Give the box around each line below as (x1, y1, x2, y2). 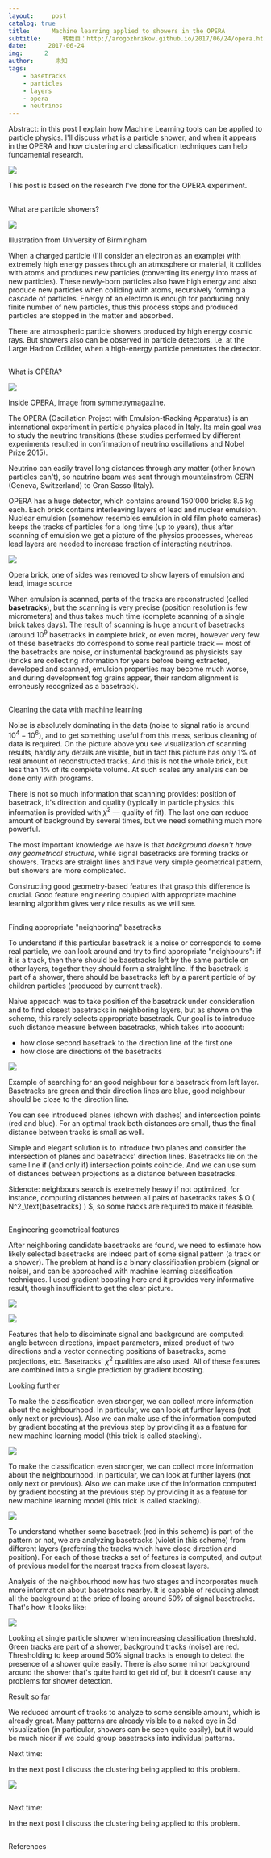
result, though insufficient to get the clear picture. (8, 1284, 173, 1293)
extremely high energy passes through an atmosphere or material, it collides (8, 259, 262, 269)
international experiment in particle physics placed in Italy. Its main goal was (8, 422, 262, 431)
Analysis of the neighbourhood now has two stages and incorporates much (8, 1576, 259, 1586)
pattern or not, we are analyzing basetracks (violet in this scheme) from (8, 1535, 246, 1545)
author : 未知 (8, 57, 68, 65)
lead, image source (8, 578, 73, 588)
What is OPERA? (8, 367, 63, 376)
